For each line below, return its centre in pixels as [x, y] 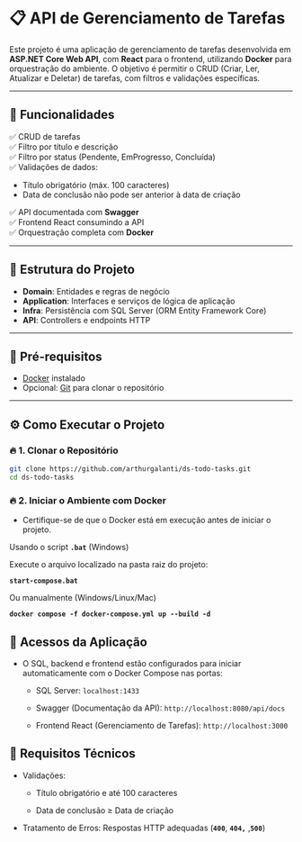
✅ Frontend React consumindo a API [77, 222]
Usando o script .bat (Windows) [69, 548]
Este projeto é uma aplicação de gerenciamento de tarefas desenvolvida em [150, 49]
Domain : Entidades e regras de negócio [96, 291]
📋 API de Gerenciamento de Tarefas [147, 18]
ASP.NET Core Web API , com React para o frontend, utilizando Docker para [151, 59]
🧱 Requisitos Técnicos [73, 754]
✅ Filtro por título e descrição [64, 147]
